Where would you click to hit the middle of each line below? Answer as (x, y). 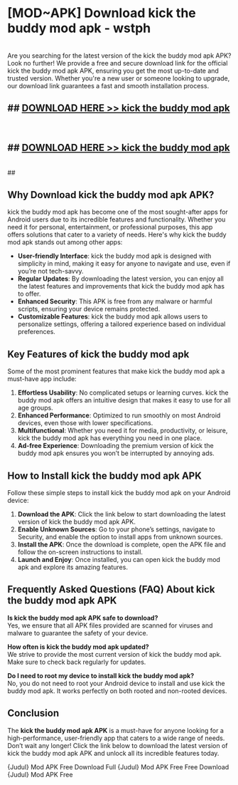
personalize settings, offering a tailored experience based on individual (121, 324)
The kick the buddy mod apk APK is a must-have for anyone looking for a (115, 730)
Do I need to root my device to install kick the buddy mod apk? (101, 675)
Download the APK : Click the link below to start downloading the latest (121, 514)
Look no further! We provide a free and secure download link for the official (118, 63)
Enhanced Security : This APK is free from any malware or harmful (115, 301)
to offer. (29, 294)
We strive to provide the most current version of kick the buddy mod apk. (115, 654)
